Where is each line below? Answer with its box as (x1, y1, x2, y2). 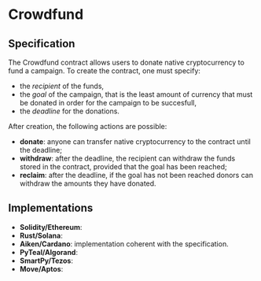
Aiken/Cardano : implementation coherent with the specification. (19, 238, 230, 249)
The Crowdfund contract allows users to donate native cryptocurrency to (8, 57, 245, 67)
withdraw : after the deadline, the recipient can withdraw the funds (19, 153, 236, 163)
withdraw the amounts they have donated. (19, 179, 156, 188)
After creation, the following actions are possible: (8, 122, 167, 131)
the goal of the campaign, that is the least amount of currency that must (19, 90, 253, 99)
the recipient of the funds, (19, 81, 105, 91)
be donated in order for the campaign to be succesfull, (19, 98, 197, 107)
